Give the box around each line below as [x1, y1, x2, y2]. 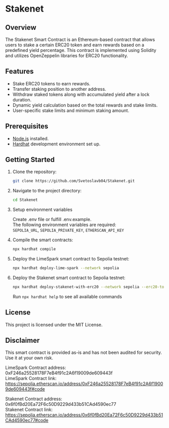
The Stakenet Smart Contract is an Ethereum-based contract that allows [5, 36, 155, 42]
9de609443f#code [5, 386, 45, 392]
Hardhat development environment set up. [12, 141, 101, 147]
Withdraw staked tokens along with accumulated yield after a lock [12, 91, 150, 97]
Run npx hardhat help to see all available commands [12, 293, 122, 299]
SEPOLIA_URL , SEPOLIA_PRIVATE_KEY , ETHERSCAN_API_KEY [12, 227, 125, 233]
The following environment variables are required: [12, 222, 117, 228]
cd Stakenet [12, 197, 38, 202]
